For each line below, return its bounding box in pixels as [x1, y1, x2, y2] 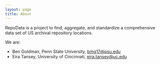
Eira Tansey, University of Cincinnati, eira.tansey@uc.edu [12, 53, 127, 59]
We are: [5, 39, 21, 45]
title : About [5, 12, 32, 16]
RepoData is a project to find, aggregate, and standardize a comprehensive [5, 25, 156, 30]
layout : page [5, 7, 32, 12]
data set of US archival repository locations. [5, 30, 93, 36]
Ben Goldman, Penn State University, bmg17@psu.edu [12, 49, 121, 54]
